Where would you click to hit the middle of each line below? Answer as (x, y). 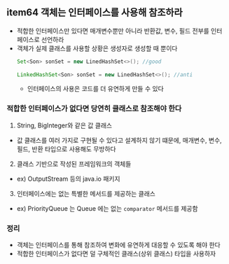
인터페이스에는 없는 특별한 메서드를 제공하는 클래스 (86, 193)
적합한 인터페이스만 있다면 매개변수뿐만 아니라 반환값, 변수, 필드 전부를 (113, 31)
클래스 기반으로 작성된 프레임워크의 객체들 (74, 164)
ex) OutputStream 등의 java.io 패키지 (68, 179)
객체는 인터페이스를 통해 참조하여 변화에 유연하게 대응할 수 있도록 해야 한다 (119, 245)
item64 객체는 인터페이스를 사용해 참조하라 (95, 13)
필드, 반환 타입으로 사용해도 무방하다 (66, 148)
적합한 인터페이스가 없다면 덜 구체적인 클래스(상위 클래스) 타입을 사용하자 (116, 253)
